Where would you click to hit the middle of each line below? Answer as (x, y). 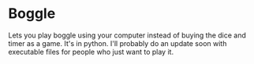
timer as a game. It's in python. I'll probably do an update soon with (118, 43)
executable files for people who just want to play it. (91, 52)
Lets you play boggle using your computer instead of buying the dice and (127, 35)
